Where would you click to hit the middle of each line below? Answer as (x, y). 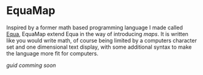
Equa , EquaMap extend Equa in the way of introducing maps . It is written (97, 34)
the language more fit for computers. (52, 53)
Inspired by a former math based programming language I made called (95, 27)
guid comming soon (31, 65)
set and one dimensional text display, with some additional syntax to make (99, 47)
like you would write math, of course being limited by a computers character (102, 40)
